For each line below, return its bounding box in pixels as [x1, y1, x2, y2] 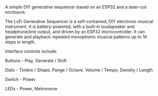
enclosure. [5, 9, 27, 15]
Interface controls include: [5, 48, 57, 54]
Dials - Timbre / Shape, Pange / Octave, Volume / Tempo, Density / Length [5, 67, 153, 73]
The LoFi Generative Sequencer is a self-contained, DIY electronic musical [5, 19, 154, 24]
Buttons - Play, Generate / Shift [5, 58, 67, 63]
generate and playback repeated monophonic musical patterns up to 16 [5, 34, 147, 40]
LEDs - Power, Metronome [5, 86, 57, 91]
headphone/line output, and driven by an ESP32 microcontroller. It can [5, 29, 145, 34]
